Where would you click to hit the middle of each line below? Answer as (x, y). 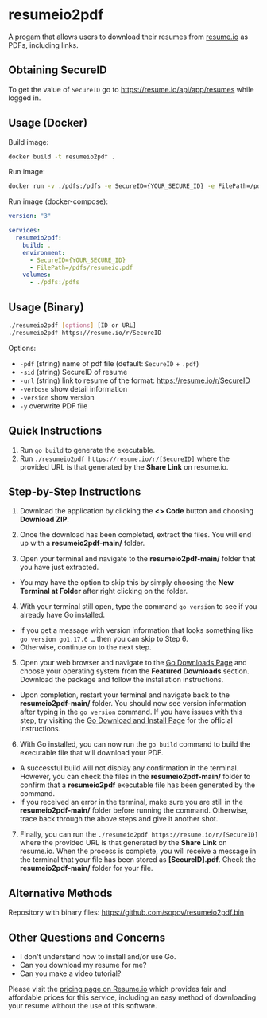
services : (25, 231)
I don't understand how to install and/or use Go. (98, 956)
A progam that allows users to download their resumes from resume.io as (128, 37)
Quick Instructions (55, 431)
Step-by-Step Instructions (75, 491)
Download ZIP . (44, 520)
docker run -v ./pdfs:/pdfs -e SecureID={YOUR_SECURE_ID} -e (112, 186)
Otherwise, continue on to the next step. (86, 647)
